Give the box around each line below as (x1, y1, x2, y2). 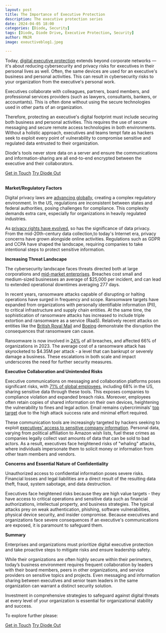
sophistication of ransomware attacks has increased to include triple (5, 312, 145, 318)
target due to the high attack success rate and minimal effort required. (5, 409, 149, 415)
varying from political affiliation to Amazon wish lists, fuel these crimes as (5, 430, 155, 436)
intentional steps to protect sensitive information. (5, 246, 105, 252)
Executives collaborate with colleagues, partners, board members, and (5, 88, 150, 94)
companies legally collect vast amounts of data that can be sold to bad (5, 435, 150, 441)
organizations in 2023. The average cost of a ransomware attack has (5, 343, 146, 349)
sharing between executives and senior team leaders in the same (5, 577, 138, 583)
